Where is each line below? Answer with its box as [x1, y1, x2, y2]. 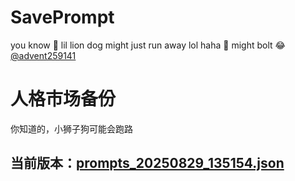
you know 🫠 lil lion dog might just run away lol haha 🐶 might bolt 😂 [10, 39, 286, 51]
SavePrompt [10, 6, 115, 29]
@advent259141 [10, 49, 77, 61]
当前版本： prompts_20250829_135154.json [10, 155, 285, 172]
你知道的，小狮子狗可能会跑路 [10, 122, 133, 135]
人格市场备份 [10, 88, 117, 111]
